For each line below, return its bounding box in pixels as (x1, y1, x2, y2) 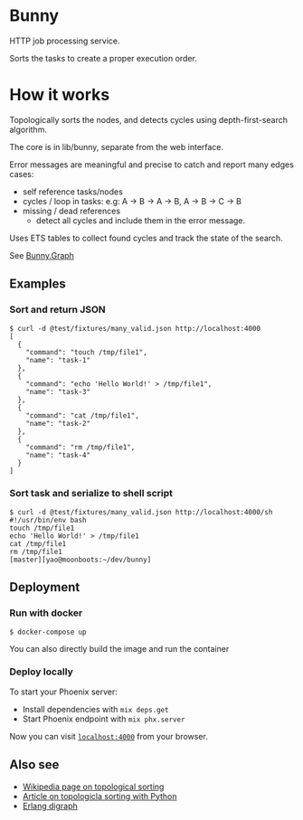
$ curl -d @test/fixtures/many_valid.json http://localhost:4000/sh (9, 507, 273, 516)
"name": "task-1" (25, 355, 91, 364)
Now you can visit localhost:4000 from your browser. (9, 730, 208, 741)
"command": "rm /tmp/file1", (25, 442, 136, 452)
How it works (9, 85, 110, 105)
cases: (9, 168, 34, 179)
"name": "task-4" (25, 450, 91, 459)
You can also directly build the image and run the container (9, 643, 230, 654)
